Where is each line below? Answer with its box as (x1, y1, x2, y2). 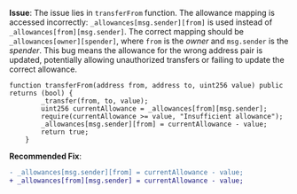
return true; (41, 128, 90, 136)
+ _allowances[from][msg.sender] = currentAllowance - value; (9, 176, 244, 185)
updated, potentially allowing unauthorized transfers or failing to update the (9, 55, 285, 65)
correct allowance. (9, 64, 78, 74)
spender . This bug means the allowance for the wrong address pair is (9, 45, 263, 56)
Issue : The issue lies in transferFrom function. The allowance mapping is (9, 8, 275, 18)
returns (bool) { (9, 89, 74, 97)
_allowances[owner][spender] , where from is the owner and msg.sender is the (9, 35, 289, 46)
